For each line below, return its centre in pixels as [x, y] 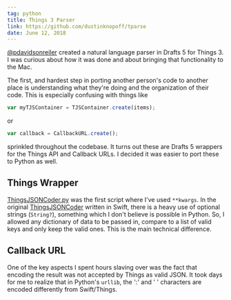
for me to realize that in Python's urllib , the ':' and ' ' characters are [104, 282]
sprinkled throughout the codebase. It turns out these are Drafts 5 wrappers [115, 147]
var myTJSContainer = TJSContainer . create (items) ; [81, 108]
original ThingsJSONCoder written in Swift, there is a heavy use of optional [114, 207]
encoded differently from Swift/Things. [62, 289]
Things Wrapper [43, 183]
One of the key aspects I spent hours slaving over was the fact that [102, 267]
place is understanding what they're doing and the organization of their [108, 88]
